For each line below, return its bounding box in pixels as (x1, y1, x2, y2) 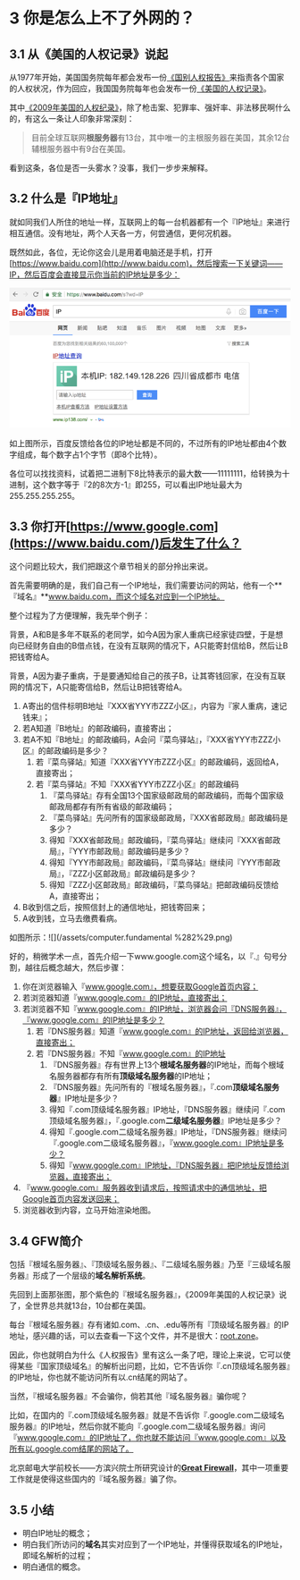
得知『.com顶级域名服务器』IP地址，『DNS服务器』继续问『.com (48, 1104, 286, 1115)
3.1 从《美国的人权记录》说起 (9, 46, 169, 62)
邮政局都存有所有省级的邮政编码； (48, 801, 175, 812)
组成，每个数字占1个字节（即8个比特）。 (16, 449, 162, 460)
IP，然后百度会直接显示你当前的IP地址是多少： (9, 269, 180, 280)
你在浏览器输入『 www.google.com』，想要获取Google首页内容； (21, 981, 259, 993)
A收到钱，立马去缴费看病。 (21, 913, 122, 924)
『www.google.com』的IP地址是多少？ (21, 1015, 165, 1026)
